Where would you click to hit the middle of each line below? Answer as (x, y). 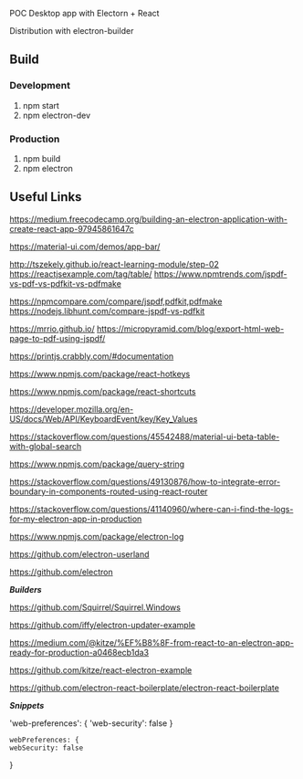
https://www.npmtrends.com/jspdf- (220, 274)
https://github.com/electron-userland (79, 554)
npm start (41, 105)
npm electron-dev (57, 115)
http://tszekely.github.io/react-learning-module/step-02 (114, 264)
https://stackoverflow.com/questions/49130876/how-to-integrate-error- (145, 481)
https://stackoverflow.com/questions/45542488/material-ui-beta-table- (145, 437)
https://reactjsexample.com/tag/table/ (81, 274)
